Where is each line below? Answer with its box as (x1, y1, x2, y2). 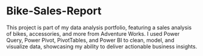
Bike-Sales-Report (6, 4, 102, 18)
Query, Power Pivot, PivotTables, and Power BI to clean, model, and (6, 36, 175, 43)
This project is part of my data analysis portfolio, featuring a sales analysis (6, 24, 192, 31)
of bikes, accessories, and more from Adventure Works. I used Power (6, 30, 180, 37)
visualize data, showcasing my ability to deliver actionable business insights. (6, 43, 198, 50)
